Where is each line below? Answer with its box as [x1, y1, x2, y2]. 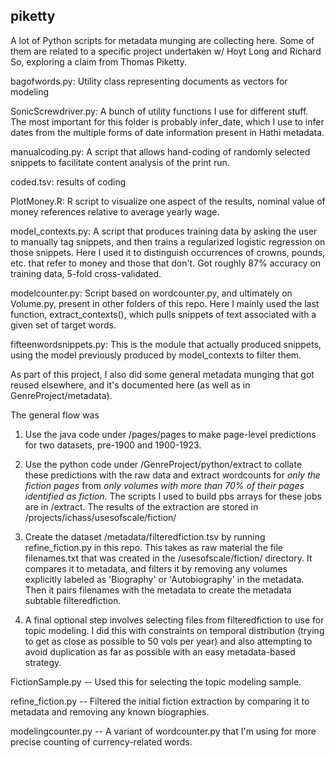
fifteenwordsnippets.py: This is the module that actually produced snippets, [10, 338, 322, 350]
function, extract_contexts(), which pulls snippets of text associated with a [10, 308, 317, 320]
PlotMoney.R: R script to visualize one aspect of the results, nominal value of [10, 195, 326, 207]
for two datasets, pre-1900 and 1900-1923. [24, 439, 202, 451]
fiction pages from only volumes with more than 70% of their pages [24, 479, 305, 491]
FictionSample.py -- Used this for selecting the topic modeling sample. [10, 675, 302, 688]
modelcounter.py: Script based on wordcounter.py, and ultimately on [10, 287, 293, 299]
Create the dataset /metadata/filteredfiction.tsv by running [24, 530, 266, 543]
